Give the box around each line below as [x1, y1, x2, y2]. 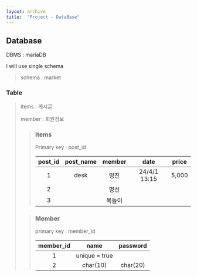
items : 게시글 [20, 103, 53, 110]
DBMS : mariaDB [6, 51, 46, 59]
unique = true [76, 252, 113, 260]
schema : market [20, 74, 62, 81]
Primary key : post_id [35, 143, 86, 150]
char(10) [81, 261, 107, 269]
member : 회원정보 [20, 115, 64, 122]
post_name [64, 157, 97, 165]
